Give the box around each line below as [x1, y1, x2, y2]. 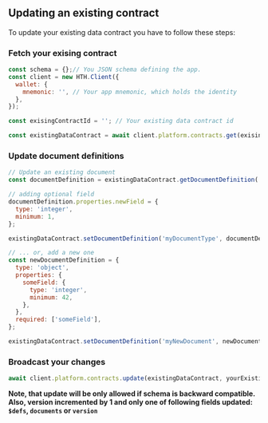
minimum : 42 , [29, 293, 73, 302]
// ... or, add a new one [8, 249, 94, 257]
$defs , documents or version [8, 406, 98, 416]
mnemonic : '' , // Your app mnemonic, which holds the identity [22, 88, 238, 96]
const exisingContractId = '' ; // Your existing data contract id [8, 117, 234, 125]
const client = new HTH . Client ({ [8, 73, 120, 81]
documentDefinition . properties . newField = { [8, 198, 159, 206]
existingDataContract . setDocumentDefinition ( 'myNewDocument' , [8, 338, 219, 346]
